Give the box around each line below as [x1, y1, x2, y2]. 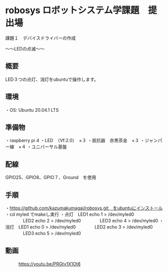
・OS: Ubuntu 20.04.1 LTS [5, 107, 59, 113]
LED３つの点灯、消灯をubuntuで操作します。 [5, 76, 99, 82]
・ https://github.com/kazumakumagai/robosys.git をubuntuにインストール [5, 205, 163, 211]
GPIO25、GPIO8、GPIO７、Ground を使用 [5, 174, 97, 180]
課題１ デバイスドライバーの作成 [5, 35, 76, 41]
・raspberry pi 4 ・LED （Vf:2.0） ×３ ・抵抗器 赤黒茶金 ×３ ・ [5, 138, 145, 144]
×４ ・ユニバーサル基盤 [18, 144, 67, 150]
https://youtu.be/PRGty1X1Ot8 [18, 261, 81, 267]
